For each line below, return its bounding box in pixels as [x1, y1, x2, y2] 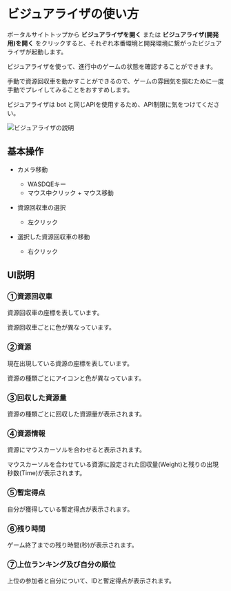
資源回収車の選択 [17, 203, 66, 211]
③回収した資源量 [7, 392, 67, 402]
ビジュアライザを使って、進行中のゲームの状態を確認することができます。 [7, 62, 217, 70]
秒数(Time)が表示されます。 [7, 469, 86, 477]
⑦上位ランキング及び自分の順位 [7, 559, 116, 569]
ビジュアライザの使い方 [7, 6, 139, 22]
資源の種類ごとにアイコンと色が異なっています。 [7, 374, 145, 382]
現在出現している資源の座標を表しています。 [7, 359, 133, 368]
